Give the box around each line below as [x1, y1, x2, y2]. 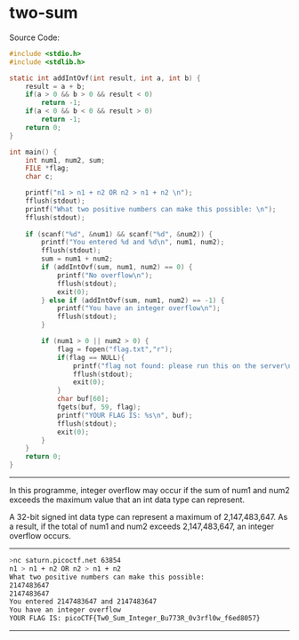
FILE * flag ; [25, 164, 69, 173]
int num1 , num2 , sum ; [25, 156, 105, 164]
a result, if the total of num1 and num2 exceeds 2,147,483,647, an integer [9, 521, 274, 532]
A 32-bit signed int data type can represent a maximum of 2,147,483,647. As [9, 512, 288, 523]
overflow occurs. [9, 531, 71, 541]
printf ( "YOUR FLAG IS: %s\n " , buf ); [56, 411, 193, 420]
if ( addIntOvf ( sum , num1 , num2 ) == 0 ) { [41, 263, 193, 272]
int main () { [9, 148, 58, 156]
